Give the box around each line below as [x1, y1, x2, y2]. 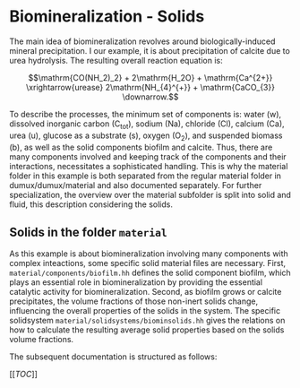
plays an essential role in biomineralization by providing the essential [9, 277, 262, 288]
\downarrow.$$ [122, 91, 179, 102]
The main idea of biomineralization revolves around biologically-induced [9, 36, 276, 47]
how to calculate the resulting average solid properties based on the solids [9, 324, 285, 335]
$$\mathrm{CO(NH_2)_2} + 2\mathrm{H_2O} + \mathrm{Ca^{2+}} [28, 72, 273, 82]
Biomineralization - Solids [9, 6, 205, 27]
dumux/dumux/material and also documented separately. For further [9, 179, 262, 190]
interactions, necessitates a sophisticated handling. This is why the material [9, 160, 288, 171]
